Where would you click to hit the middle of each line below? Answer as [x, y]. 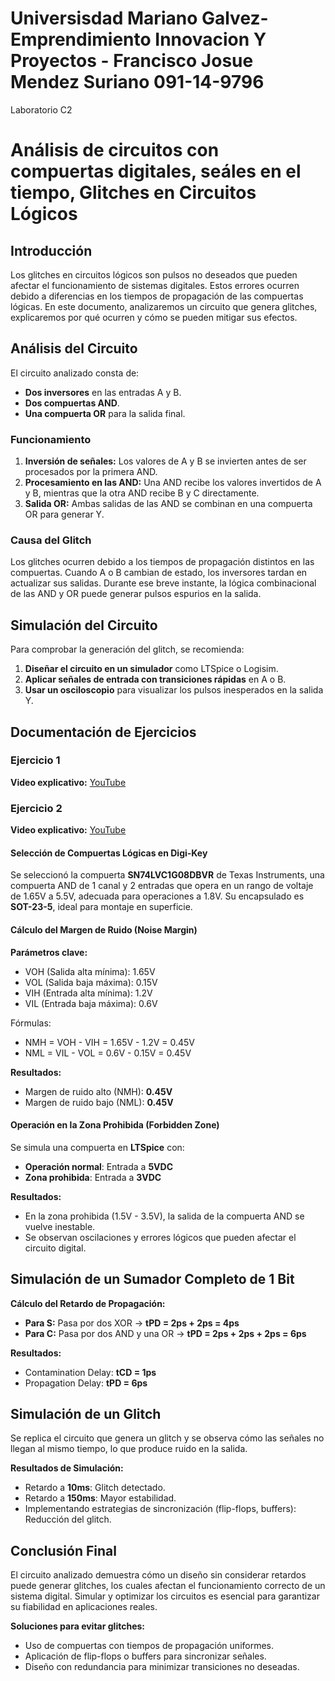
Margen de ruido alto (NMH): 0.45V [98, 1091]
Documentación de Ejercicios [103, 732]
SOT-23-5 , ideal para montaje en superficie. [101, 907]
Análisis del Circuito [74, 348]
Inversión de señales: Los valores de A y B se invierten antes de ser [165, 461]
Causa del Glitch [51, 540]
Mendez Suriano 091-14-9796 [137, 82]
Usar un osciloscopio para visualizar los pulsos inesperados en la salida [174, 690]
